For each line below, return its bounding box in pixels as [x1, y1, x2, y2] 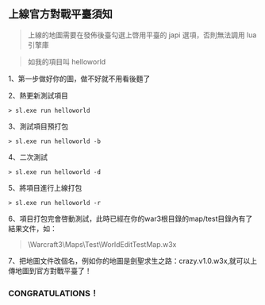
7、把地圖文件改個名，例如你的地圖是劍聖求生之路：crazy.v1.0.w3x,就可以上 [8, 256, 258, 265]
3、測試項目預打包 [8, 122, 69, 131]
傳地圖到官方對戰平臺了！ [8, 265, 92, 276]
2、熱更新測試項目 [8, 91, 69, 100]
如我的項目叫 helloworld [27, 56, 106, 66]
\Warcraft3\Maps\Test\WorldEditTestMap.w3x [27, 239, 177, 249]
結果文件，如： [8, 223, 57, 233]
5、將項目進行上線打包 [8, 183, 83, 192]
